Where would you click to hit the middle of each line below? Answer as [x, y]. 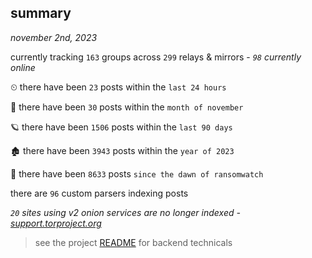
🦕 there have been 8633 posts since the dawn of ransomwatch [137, 173]
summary [41, 13]
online [23, 67]
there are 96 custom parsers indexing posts [99, 193]
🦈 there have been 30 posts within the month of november [127, 107]
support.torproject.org [56, 223]
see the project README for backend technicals [133, 242]
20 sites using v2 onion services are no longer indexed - [125, 212]
